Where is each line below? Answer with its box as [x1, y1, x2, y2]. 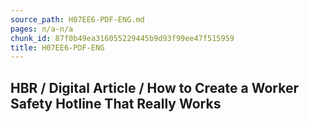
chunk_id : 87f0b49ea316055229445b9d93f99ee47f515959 [10, 33, 235, 43]
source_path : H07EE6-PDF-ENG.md [10, 14, 145, 25]
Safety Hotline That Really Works [10, 95, 222, 112]
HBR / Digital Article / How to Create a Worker [10, 79, 299, 96]
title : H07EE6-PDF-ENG [10, 42, 105, 53]
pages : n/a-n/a [10, 24, 74, 34]
